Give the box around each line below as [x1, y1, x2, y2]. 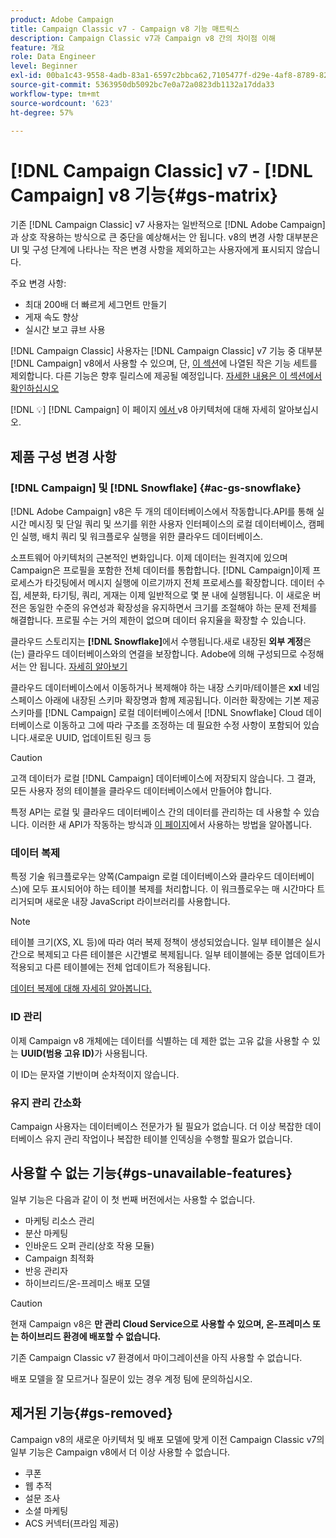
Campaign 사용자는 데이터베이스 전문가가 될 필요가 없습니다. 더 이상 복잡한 [10, 1120, 303, 1132]
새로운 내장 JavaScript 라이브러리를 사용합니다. [44, 896, 231, 908]
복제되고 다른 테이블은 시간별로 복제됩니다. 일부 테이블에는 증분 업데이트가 [36, 949, 326, 961]
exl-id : [10, 71, 43, 81]
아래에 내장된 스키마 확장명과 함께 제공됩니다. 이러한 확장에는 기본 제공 [44, 694, 320, 706]
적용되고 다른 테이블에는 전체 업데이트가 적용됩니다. [10, 961, 211, 973]
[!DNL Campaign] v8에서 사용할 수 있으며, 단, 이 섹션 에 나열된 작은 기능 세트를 [10, 357, 318, 370]
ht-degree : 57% [10, 107, 74, 118]
